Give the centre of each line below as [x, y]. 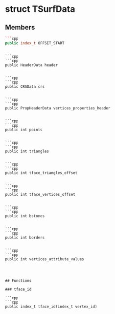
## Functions [18, 280]
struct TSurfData [40, 9]
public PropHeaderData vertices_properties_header [58, 108]
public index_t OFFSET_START [35, 43]
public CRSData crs [25, 87]
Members [20, 27]
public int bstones [25, 216]
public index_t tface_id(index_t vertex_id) [51, 307]
